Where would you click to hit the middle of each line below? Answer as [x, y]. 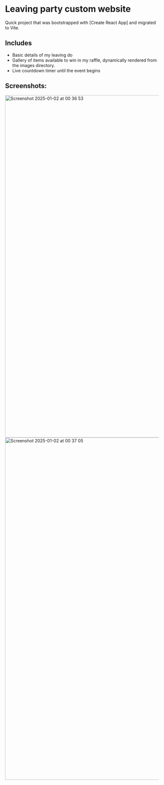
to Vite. [12, 27]
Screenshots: [26, 86]
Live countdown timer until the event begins [56, 70]
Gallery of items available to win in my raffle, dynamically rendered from [84, 60]
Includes [19, 43]
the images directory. [33, 65]
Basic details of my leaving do [42, 55]
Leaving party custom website [68, 9]
